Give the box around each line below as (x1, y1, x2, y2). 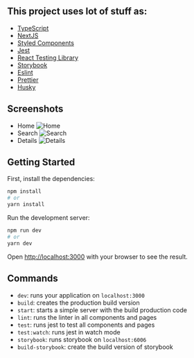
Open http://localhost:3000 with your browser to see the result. (7, 253, 188, 261)
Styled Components (17, 38, 75, 47)
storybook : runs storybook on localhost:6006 (17, 335, 147, 343)
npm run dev (7, 227, 42, 235)
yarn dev (7, 239, 33, 247)
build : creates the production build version (17, 298, 140, 307)
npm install (7, 188, 42, 195)
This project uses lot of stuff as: (7, 6, 148, 17)
